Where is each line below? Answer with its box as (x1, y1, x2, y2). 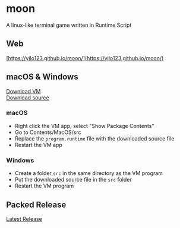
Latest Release (6, 215, 43, 222)
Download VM (6, 88, 41, 95)
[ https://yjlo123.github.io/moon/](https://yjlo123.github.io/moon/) (6, 54, 164, 61)
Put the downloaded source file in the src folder (14, 176, 132, 183)
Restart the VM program (14, 182, 74, 189)
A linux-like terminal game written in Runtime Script (6, 21, 132, 29)
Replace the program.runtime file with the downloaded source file (14, 135, 175, 142)
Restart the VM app (14, 141, 62, 148)
